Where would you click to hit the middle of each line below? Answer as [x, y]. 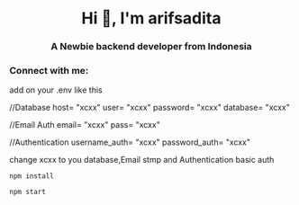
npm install [32, 176]
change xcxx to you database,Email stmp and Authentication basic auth [142, 160]
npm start [28, 192]
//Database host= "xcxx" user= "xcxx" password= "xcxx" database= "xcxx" [149, 108]
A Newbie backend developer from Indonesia [151, 47]
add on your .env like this [56, 90]
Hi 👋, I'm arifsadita [151, 18]
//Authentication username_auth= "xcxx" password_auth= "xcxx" [130, 142]
